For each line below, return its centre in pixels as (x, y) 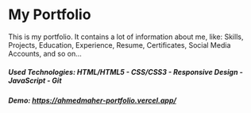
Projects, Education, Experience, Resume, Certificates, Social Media (120, 45)
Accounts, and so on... (45, 53)
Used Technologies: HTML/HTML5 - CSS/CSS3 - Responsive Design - (126, 72)
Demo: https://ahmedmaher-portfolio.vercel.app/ (93, 100)
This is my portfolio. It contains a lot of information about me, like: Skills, (126, 37)
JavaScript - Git (35, 80)
